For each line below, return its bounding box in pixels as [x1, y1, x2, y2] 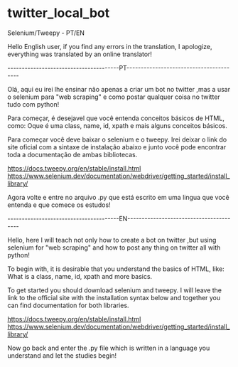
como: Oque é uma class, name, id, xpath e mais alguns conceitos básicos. [7, 121, 227, 129]
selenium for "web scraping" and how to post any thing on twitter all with [7, 243, 221, 252]
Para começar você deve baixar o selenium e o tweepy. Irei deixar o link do [7, 135, 227, 144]
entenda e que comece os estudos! [7, 201, 112, 209]
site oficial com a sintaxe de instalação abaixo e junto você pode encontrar [7, 142, 227, 151]
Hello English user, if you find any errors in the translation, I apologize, [7, 42, 212, 50]
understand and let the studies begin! [7, 351, 117, 360]
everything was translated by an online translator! [7, 50, 153, 58]
